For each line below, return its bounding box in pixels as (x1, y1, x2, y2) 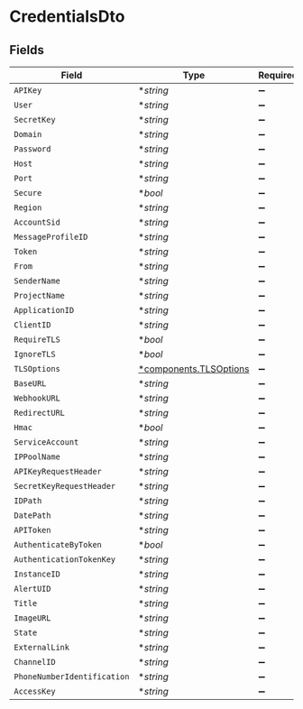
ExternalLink (14, 642, 70, 652)
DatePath (14, 511, 51, 520)
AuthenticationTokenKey (14, 555, 116, 565)
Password (14, 144, 51, 154)
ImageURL (14, 613, 51, 623)
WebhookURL (14, 393, 60, 403)
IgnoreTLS (14, 349, 56, 359)
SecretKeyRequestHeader (14, 481, 116, 491)
